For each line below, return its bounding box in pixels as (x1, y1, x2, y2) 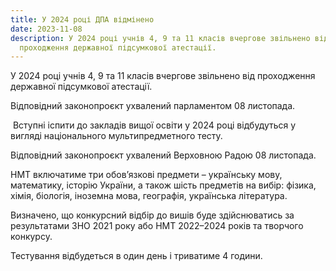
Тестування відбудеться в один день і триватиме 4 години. (10, 250, 263, 262)
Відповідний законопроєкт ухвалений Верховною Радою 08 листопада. (10, 149, 317, 161)
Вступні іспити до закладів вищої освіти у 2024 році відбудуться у (12, 119, 297, 131)
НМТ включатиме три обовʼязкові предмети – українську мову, (10, 169, 283, 181)
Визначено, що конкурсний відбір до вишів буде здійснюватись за (10, 209, 295, 221)
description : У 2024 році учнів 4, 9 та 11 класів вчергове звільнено (10, 33, 311, 43)
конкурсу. (10, 231, 53, 243)
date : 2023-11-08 (10, 24, 83, 34)
